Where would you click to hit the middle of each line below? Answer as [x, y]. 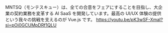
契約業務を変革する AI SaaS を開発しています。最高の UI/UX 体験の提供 [88, 13]
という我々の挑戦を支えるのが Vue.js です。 [50, 19]
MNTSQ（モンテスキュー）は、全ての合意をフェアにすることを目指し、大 [82, 7]
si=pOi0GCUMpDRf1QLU [31, 25]
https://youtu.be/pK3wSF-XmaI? [130, 19]
